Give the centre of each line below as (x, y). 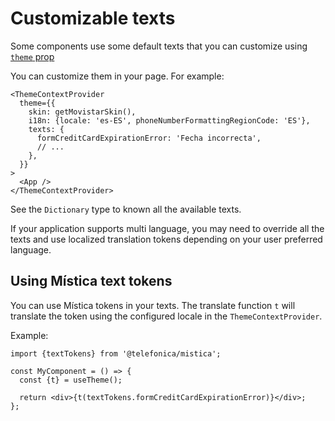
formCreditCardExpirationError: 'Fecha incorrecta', (149, 138)
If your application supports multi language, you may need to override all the (167, 228)
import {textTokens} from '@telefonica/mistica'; (116, 353)
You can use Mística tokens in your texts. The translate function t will (153, 305)
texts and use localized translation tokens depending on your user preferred (166, 239)
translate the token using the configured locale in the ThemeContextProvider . (166, 316)
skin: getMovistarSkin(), (82, 112)
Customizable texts (93, 18)
